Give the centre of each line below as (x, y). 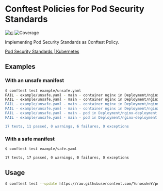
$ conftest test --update (31, 184)
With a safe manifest (30, 139)
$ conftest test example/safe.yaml (41, 149)
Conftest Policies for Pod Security (75, 9)
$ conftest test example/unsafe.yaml (43, 91)
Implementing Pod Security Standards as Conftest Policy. (62, 42)
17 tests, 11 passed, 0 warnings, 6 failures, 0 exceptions (67, 126)
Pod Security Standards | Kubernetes (42, 51)
